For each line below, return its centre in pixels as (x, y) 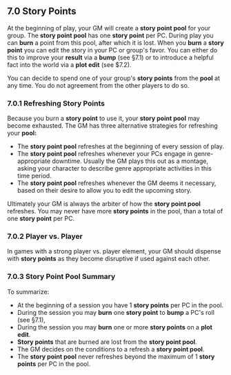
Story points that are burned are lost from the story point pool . (107, 342)
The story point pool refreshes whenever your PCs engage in (105, 154)
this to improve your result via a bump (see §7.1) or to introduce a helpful (110, 57)
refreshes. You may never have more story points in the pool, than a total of (115, 211)
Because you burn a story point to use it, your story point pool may (103, 118)
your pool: (22, 133)
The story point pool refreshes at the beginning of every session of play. (121, 146)
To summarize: (28, 291)
